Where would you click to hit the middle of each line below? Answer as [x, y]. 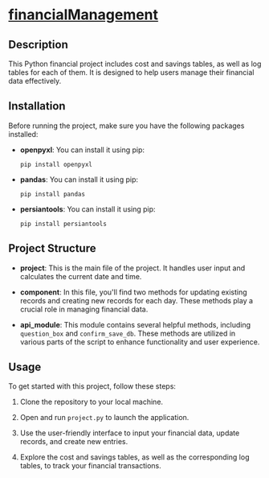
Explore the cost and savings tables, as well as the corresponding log [134, 457]
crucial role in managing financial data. [84, 309]
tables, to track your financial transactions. [91, 466]
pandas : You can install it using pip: [79, 179]
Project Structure [52, 248]
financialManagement [84, 15]
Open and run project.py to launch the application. [104, 418]
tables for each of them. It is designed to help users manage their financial [131, 72]
